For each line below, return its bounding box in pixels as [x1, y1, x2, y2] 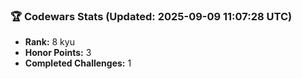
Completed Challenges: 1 [24, 57, 132, 69]
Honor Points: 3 [24, 47, 92, 59]
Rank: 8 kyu [24, 36, 75, 48]
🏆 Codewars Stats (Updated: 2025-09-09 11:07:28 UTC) [10, 9, 293, 23]
